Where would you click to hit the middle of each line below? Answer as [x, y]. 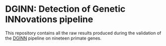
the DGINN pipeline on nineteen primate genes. [53, 38]
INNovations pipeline [49, 19]
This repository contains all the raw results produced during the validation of [83, 33]
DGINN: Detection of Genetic [65, 9]
